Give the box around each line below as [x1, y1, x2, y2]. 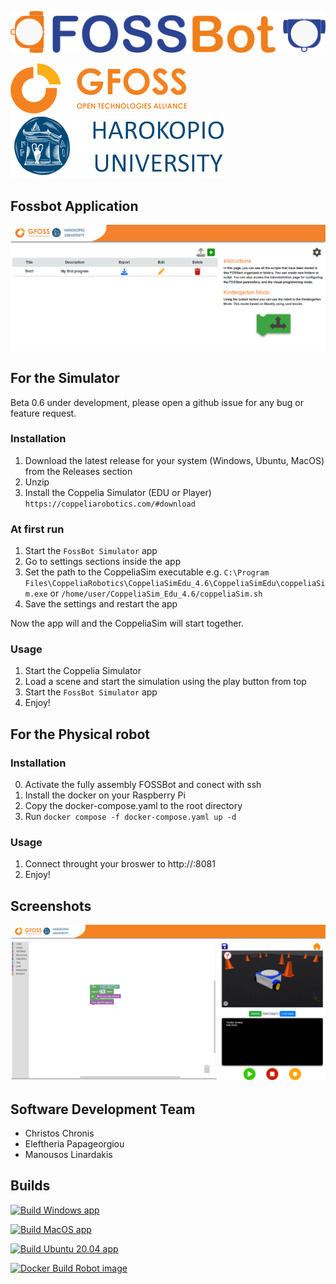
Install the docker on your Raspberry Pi [24, 789, 186, 801]
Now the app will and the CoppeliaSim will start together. [10, 617, 244, 630]
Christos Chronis [24, 1127, 95, 1140]
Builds [10, 1177, 51, 1195]
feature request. [10, 407, 77, 419]
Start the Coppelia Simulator [24, 665, 142, 677]
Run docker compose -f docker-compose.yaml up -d [24, 811, 237, 823]
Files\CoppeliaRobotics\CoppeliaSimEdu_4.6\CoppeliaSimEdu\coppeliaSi [24, 579, 326, 589]
